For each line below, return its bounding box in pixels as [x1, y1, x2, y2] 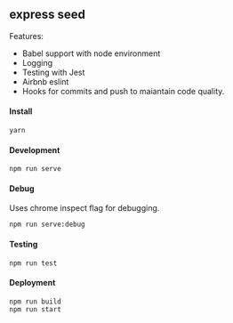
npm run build [9, 297, 62, 306]
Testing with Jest [21, 67, 85, 77]
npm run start [9, 304, 62, 314]
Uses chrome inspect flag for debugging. [9, 203, 160, 214]
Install [9, 106, 33, 117]
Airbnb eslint [21, 76, 69, 87]
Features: [9, 30, 44, 41]
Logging [21, 57, 53, 68]
